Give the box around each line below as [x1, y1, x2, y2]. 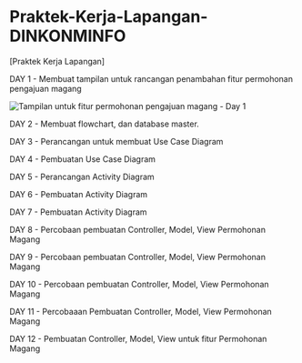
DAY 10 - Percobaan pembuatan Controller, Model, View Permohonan [9, 278, 270, 289]
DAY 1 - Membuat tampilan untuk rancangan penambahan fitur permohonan [9, 73, 294, 84]
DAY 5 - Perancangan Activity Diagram [9, 171, 155, 182]
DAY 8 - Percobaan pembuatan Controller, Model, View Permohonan [9, 224, 267, 235]
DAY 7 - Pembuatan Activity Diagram [9, 207, 147, 217]
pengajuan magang [9, 83, 82, 94]
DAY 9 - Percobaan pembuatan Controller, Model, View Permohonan [9, 251, 267, 262]
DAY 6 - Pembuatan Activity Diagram [9, 188, 148, 199]
